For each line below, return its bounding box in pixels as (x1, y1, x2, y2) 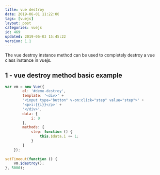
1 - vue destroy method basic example (5, 71, 123, 80)
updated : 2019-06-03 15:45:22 (5, 35, 66, 39)
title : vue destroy (5, 7, 45, 12)
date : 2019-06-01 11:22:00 (5, 12, 60, 17)
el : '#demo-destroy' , (22, 88, 66, 94)
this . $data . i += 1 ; (39, 134, 79, 139)
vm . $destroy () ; (14, 161, 45, 166)
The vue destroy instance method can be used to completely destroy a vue (5, 52, 155, 58)
